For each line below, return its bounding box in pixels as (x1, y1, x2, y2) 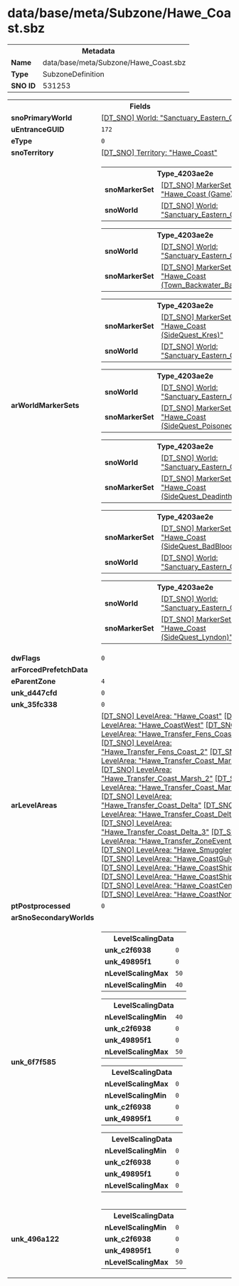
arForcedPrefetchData (11, 665, 88, 675)
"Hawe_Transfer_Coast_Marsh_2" (100, 773, 213, 783)
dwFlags (11, 653, 41, 663)
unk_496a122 (11, 1234, 60, 1244)
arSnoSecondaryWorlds (11, 912, 95, 922)
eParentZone (11, 676, 56, 686)
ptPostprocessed (11, 901, 71, 911)
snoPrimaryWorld (11, 113, 73, 123)
